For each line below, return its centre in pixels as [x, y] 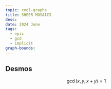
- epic [17, 34]
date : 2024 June [23, 24]
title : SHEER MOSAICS [29, 15]
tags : [11, 29]
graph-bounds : [21, 48]
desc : [11, 19]
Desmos [19, 69]
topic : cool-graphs [26, 10]
